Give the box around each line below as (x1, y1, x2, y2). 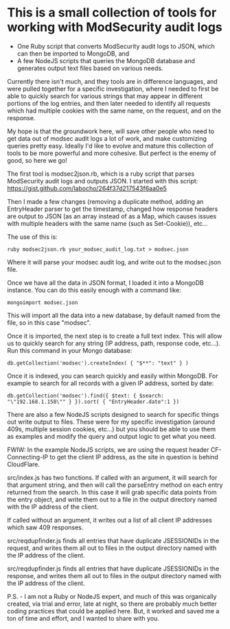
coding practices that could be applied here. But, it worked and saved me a (7, 606, 220, 615)
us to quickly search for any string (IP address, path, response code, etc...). (7, 339, 221, 347)
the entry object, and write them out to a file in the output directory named (7, 495, 218, 503)
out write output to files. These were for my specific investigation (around (7, 418, 215, 426)
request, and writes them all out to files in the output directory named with (7, 544, 217, 552)
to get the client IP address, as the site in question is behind (49, 453, 218, 461)
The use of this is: (7, 232, 58, 241)
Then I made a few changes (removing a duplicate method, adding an (7, 197, 204, 205)
